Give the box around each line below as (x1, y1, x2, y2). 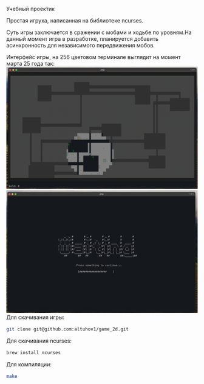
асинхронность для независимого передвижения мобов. (6, 42, 155, 49)
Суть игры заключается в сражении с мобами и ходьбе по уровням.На (6, 29, 192, 36)
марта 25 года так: (6, 60, 55, 67)
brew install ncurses (6, 349, 61, 355)
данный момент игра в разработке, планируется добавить (6, 35, 159, 42)
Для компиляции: (6, 360, 52, 368)
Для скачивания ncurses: (6, 337, 72, 344)
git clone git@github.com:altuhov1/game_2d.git (6, 326, 129, 332)
